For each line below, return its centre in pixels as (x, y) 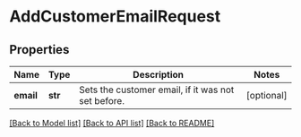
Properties (39, 50)
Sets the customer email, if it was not (157, 90)
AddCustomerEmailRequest (115, 17)
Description (159, 75)
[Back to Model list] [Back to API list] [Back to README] (112, 123)
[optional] (267, 95)
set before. (102, 101)
